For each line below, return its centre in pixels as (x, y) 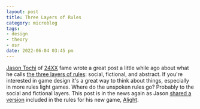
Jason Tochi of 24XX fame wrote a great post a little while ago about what (98, 68)
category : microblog (32, 23)
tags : (13, 28)
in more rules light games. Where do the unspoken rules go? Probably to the (100, 87)
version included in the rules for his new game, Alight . (72, 99)
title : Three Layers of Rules (44, 17)
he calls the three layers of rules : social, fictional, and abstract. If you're (95, 74)
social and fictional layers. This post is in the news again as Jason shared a (99, 93)
